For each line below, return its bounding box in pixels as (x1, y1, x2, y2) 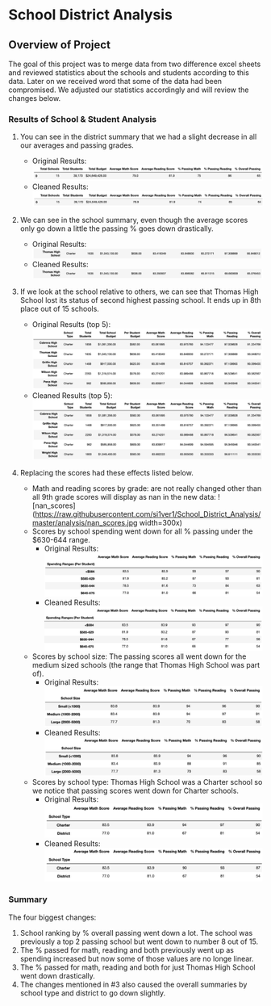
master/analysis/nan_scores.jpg (31, 518, 138, 528)
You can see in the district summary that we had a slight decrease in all (19, 132, 257, 142)
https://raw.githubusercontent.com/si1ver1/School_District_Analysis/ (35, 509, 261, 519)
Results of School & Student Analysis (8, 113, 157, 124)
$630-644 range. (31, 535, 91, 545)
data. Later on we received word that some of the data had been (8, 77, 223, 86)
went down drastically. (19, 970, 95, 980)
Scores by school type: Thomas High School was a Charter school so (31, 778, 263, 787)
